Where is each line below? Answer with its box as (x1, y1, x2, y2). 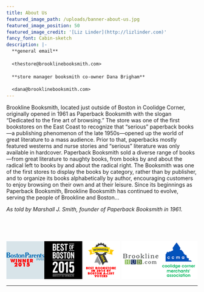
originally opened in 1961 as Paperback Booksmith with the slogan (6, 110, 172, 118)
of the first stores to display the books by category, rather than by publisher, (6, 168, 197, 176)
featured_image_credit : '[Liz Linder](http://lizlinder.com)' (6, 29, 167, 35)
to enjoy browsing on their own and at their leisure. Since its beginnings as (6, 181, 192, 188)
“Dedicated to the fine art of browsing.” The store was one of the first (6, 117, 180, 124)
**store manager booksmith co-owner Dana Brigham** (12, 73, 146, 80)
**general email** (12, 48, 59, 55)
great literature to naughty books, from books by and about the (24, 155, 183, 163)
